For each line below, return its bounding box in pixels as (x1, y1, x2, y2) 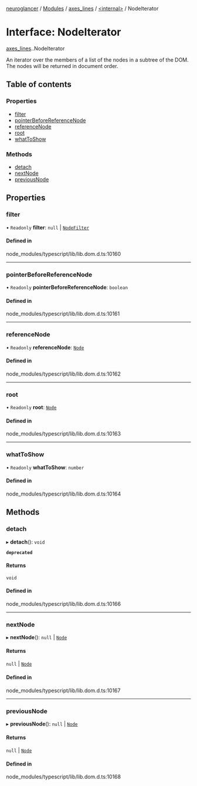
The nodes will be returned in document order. (6, 62, 118, 69)
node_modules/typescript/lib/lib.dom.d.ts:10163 (6, 430, 121, 437)
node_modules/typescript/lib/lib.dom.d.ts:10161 (6, 311, 120, 318)
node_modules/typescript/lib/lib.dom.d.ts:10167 (6, 687, 121, 694)
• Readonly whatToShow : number (6, 464, 84, 471)
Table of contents (6, 79, 72, 90)
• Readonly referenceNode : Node (6, 343, 84, 351)
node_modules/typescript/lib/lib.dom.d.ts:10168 (6, 773, 121, 780)
